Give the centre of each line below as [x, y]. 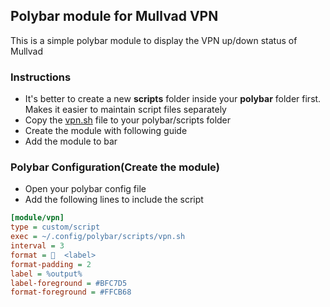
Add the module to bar [71, 141]
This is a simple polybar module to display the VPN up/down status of [154, 40]
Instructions [41, 77]
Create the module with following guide [106, 131]
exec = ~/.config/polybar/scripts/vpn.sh [98, 237]
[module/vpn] [37, 218]
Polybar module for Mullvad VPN [114, 16]
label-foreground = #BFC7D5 [69, 283]
